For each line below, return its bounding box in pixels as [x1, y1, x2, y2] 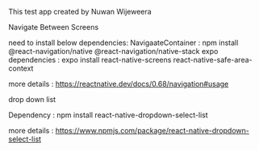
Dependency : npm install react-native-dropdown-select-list [8, 110, 208, 120]
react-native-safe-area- [173, 55, 253, 64]
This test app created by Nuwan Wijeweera [8, 7, 152, 16]
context [8, 63, 34, 73]
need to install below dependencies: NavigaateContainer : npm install [8, 38, 239, 47]
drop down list [8, 95, 56, 104]
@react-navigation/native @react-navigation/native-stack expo [8, 47, 219, 55]
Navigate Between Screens [8, 22, 99, 31]
